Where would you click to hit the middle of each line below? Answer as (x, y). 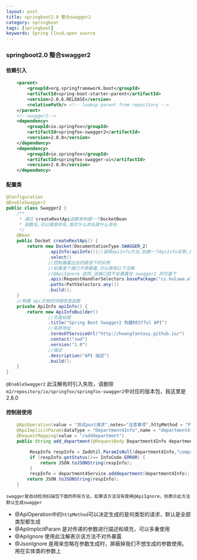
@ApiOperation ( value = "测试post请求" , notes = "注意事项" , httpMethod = (100, 425)
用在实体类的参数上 (38, 551)
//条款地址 (60, 328)
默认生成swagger (24, 503)
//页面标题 (60, 317)
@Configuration (25, 197)
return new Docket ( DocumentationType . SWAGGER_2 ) (88, 247)
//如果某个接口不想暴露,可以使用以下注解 (91, 268)
